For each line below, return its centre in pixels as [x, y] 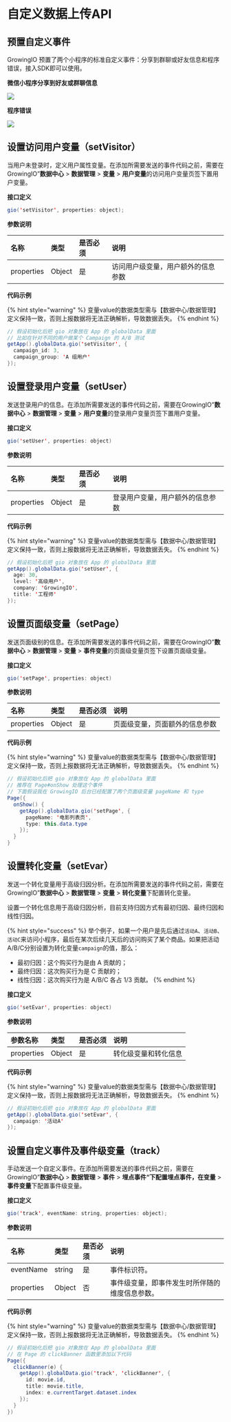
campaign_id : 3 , [36, 351]
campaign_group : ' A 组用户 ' [52, 357]
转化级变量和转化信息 [148, 1053]
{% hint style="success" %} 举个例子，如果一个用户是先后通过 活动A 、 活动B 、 [115, 931]
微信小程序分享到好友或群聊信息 [52, 83]
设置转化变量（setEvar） [60, 866]
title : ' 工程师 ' [35, 594]
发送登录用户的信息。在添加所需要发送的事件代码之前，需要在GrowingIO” [111, 405]
